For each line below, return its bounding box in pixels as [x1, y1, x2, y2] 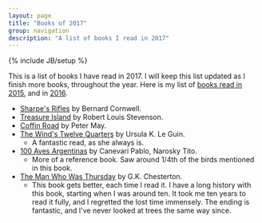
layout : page [8, 11, 52, 20]
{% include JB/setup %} [8, 56, 88, 66]
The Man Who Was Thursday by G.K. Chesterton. [19, 172, 183, 181]
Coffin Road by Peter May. [19, 121, 107, 130]
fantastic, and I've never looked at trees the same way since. [31, 205, 232, 216]
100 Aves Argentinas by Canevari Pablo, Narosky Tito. [19, 146, 197, 156]
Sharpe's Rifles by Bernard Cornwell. [19, 104, 142, 113]
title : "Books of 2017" [8, 19, 88, 27]
